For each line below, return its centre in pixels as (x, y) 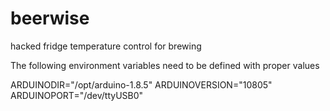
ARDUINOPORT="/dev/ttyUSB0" (77, 95)
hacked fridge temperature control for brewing (106, 46)
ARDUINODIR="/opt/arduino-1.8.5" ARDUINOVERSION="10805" (141, 84)
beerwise (50, 18)
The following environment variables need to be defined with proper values (165, 65)
